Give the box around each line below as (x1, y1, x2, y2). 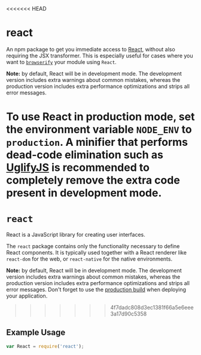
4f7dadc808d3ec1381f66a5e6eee (110, 304, 194, 311)
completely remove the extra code (6, 173, 181, 187)
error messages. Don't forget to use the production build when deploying (6, 286, 187, 293)
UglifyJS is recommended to (6, 161, 150, 175)
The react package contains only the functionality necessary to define (6, 243, 180, 250)
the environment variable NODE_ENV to (6, 123, 193, 136)
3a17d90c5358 (110, 310, 147, 317)
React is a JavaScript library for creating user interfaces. (6, 231, 145, 238)
